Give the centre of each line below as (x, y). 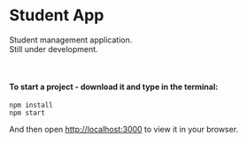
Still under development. (54, 49)
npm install (31, 105)
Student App (57, 15)
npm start (27, 113)
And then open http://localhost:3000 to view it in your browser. (124, 130)
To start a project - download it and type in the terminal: (114, 87)
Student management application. (71, 40)
